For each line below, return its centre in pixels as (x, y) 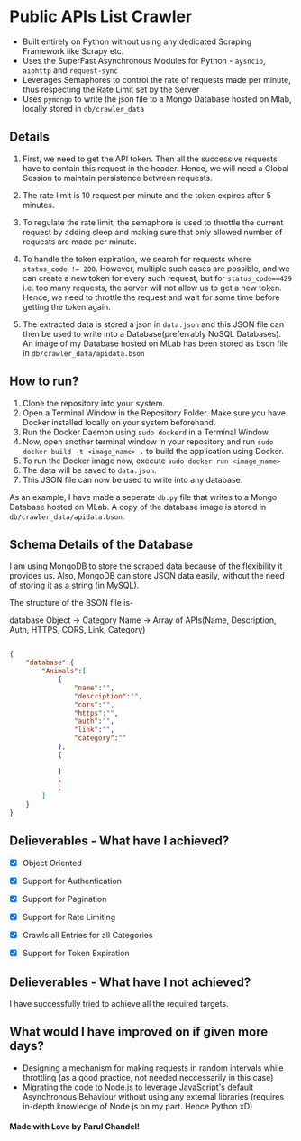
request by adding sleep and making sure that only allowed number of (152, 232)
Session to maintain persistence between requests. (118, 178)
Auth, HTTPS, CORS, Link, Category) (78, 630)
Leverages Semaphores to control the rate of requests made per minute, (156, 79)
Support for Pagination (64, 899)
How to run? (44, 382)
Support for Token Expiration (76, 954)
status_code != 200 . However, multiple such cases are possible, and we (156, 269)
